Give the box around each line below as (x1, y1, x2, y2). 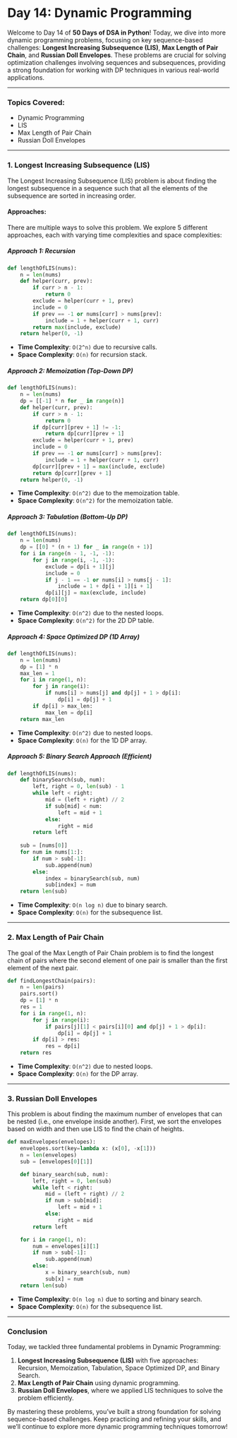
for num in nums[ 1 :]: (20, 849, 83, 856)
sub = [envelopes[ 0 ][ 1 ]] (20, 1158, 93, 1165)
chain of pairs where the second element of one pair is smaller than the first (7, 956, 228, 965)
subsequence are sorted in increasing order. (7, 191, 136, 200)
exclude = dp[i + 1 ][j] (44, 563, 115, 570)
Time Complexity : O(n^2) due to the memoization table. (17, 489, 180, 497)
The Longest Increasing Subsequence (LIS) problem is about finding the (7, 176, 217, 185)
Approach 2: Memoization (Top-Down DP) (7, 366, 133, 375)
